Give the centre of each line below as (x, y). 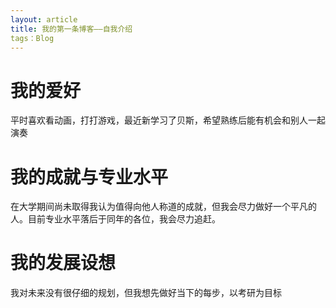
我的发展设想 (63, 263)
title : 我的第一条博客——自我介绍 (71, 29)
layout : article (44, 19)
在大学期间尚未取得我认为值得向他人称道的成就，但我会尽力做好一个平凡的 (163, 207)
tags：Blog (32, 38)
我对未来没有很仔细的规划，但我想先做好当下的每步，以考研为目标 (146, 293)
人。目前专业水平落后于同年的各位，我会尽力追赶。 (115, 219)
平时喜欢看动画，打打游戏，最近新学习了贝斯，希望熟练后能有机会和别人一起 (168, 120)
